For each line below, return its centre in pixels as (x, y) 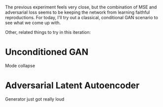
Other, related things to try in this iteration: (48, 32)
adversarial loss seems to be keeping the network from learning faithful (78, 12)
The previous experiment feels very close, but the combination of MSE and (81, 7)
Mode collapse (20, 65)
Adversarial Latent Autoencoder (72, 86)
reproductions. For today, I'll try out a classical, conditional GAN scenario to (82, 17)
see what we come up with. (33, 23)
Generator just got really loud (35, 99)
